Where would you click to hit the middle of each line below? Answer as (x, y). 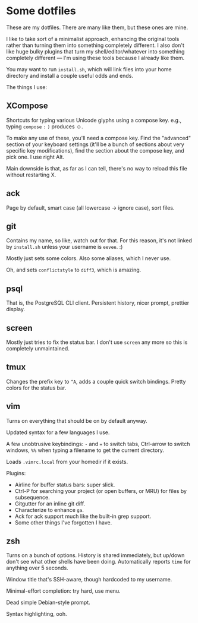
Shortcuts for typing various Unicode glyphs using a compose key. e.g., (94, 120)
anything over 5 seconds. (37, 568)
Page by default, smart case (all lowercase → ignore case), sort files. (90, 208)
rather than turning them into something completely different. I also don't (95, 45)
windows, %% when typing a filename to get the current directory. (85, 450)
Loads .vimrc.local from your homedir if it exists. (67, 461)
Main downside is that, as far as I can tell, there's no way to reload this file (97, 168)
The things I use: (27, 87)
